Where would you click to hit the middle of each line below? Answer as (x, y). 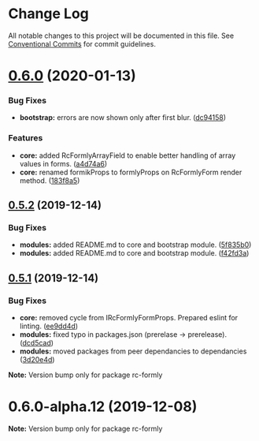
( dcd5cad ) (36, 343)
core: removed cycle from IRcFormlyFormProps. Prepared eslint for (129, 318)
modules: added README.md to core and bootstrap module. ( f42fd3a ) (134, 253)
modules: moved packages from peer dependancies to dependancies (133, 351)
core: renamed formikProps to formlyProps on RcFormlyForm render (131, 172)
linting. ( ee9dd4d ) (49, 326)
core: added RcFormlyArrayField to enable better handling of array (128, 155)
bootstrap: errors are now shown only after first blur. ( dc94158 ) (123, 118)
